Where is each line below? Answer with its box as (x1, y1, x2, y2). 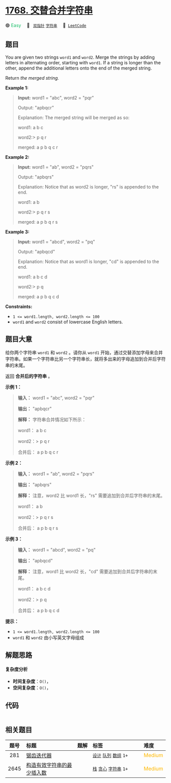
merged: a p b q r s (17, 219, 58, 225)
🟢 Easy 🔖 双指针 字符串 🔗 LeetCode (5, 22, 87, 28)
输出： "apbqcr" (17, 406, 52, 412)
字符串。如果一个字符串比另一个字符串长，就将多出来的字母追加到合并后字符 (5, 355, 166, 362)
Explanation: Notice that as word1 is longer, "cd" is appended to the (17, 258, 159, 265)
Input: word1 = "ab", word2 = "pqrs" (17, 164, 94, 170)
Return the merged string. (5, 75, 60, 81)
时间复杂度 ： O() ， (12, 678, 51, 684)
